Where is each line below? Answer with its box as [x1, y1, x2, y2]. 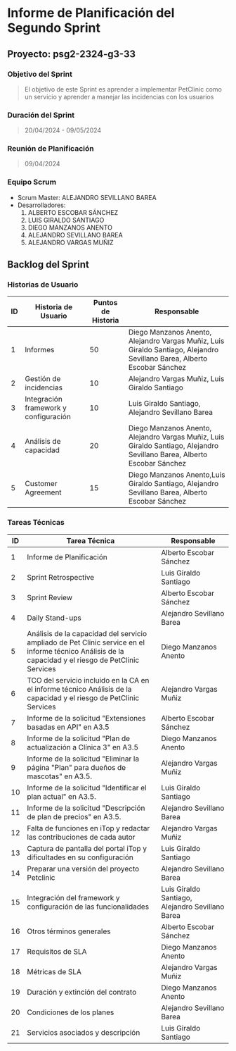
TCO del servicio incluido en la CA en [27, 675, 150, 685]
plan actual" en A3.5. [27, 791, 97, 801]
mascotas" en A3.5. [27, 771, 93, 781]
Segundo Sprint [7, 20, 100, 36]
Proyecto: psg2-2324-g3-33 [7, 48, 136, 60]
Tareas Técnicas [7, 518, 65, 528]
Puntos [93, 298, 118, 308]
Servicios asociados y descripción [27, 1027, 140, 1037]
